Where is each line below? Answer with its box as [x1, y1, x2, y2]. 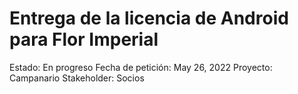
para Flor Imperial [9, 28, 159, 51]
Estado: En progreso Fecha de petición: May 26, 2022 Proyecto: [9, 61, 273, 73]
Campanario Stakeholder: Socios [9, 72, 145, 84]
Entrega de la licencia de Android [9, 7, 289, 30]
